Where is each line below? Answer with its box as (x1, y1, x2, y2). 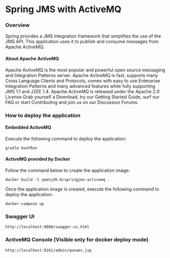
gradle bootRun (5, 145, 38, 151)
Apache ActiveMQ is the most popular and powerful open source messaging (5, 67, 165, 73)
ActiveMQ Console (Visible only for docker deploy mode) (5, 236, 149, 243)
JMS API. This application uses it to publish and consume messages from (5, 39, 159, 45)
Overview (5, 22, 30, 29)
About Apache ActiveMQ (5, 56, 59, 62)
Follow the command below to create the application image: (5, 167, 130, 173)
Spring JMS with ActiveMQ (5, 4, 122, 15)
